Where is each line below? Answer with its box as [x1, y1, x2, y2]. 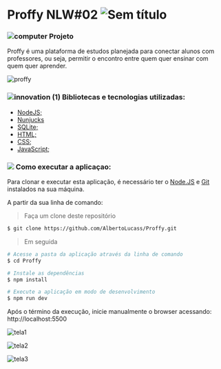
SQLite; [17, 123, 39, 131]
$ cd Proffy [7, 257, 41, 264]
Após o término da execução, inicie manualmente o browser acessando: [7, 308, 212, 316]
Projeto [49, 32, 74, 41]
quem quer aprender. [7, 62, 67, 70]
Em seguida [23, 237, 58, 246]
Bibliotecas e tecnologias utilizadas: [61, 92, 186, 102]
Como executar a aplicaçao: [15, 162, 112, 172]
